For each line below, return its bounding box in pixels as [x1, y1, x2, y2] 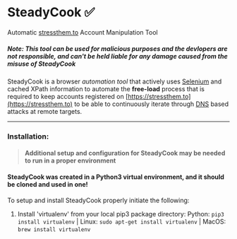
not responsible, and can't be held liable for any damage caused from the [7, 52, 228, 60]
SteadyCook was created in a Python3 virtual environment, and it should [7, 173, 224, 181]
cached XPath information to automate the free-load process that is [7, 84, 205, 93]
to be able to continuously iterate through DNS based [73, 100, 229, 108]
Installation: [7, 132, 49, 141]
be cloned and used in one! [7, 180, 88, 189]
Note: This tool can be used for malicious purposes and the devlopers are [7, 44, 228, 53]
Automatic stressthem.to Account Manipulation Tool [7, 28, 158, 36]
